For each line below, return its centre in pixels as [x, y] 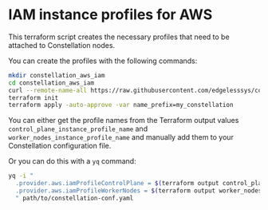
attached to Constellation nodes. [62, 45]
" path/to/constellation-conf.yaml [75, 198]
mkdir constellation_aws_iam [57, 75]
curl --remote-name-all [48, 90]
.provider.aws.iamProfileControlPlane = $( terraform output [117, 184]
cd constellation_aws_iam [51, 83]
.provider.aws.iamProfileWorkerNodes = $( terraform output [116, 191]
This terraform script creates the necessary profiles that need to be [119, 37]
